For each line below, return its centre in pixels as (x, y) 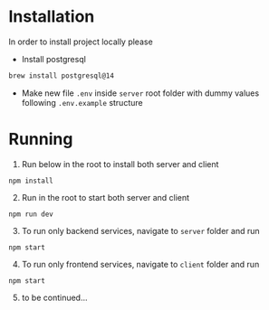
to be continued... (54, 297)
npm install (31, 181)
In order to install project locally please (81, 42)
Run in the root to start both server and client (106, 197)
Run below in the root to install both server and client (120, 164)
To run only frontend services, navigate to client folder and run (140, 264)
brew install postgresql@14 (62, 75)
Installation (52, 17)
